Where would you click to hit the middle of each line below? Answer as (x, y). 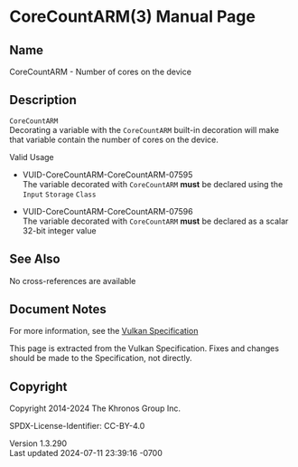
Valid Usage (32, 157)
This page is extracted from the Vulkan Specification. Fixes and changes (144, 348)
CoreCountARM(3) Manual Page (132, 17)
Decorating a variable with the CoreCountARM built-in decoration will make (144, 129)
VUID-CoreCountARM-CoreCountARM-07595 (107, 175)
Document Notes (58, 310)
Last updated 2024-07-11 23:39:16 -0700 (86, 453)
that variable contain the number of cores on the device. (114, 139)
